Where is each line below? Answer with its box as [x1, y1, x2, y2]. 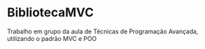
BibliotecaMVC [7, 5, 94, 20]
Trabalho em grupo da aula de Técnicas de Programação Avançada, [7, 27, 199, 35]
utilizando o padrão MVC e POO [7, 34, 97, 42]
